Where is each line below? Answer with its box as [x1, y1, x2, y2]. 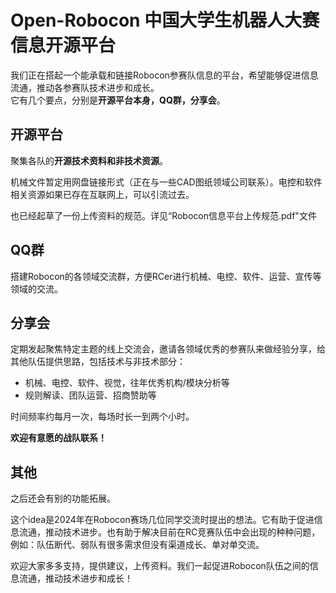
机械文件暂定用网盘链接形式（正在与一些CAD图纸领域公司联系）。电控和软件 [10, 176, 323, 188]
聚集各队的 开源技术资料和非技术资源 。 [10, 154, 168, 166]
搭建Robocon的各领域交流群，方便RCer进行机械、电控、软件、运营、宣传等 [10, 270, 322, 282]
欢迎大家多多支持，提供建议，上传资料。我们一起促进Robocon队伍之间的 [10, 560, 310, 572]
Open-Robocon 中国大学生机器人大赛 [10, 9, 320, 32]
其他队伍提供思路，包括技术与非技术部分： [10, 356, 186, 368]
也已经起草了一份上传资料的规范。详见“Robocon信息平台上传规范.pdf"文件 [10, 209, 317, 221]
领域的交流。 [10, 282, 63, 295]
